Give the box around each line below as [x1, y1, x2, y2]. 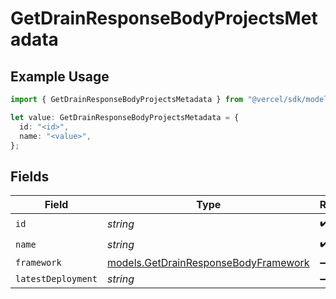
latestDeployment [15, 273, 98, 285]
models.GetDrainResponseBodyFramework [106, 256, 310, 270]
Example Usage [10, 68, 110, 85]
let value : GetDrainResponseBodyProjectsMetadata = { [10, 112, 240, 122]
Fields [10, 168, 50, 185]
